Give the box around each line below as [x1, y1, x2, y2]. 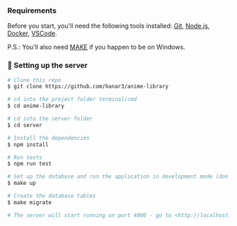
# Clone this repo [7, 76, 61, 83]
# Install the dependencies [7, 134, 90, 141]
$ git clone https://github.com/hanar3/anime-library [7, 83, 169, 90]
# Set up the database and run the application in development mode [7, 173, 213, 180]
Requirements [7, 6, 57, 16]
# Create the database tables [7, 193, 97, 200]
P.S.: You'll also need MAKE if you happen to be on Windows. [7, 43, 186, 52]
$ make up [7, 179, 37, 187]
